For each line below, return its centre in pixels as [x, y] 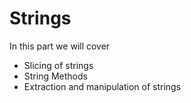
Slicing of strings [58, 65]
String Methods [55, 76]
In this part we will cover [60, 46]
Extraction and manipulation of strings [102, 86]
